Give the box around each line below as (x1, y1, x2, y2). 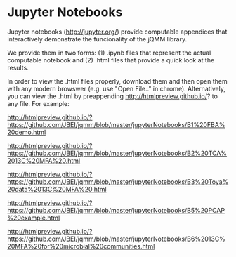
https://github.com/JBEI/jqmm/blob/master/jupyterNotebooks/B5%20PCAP (7, 206, 225, 214)
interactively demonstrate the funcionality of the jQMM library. (7, 34, 188, 43)
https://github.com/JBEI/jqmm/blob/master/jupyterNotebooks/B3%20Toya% (7, 177, 229, 186)
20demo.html (7, 128, 46, 136)
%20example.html (7, 213, 60, 222)
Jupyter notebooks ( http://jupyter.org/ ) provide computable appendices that (7, 27, 228, 36)
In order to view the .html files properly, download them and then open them (7, 77, 228, 85)
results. (7, 63, 29, 72)
